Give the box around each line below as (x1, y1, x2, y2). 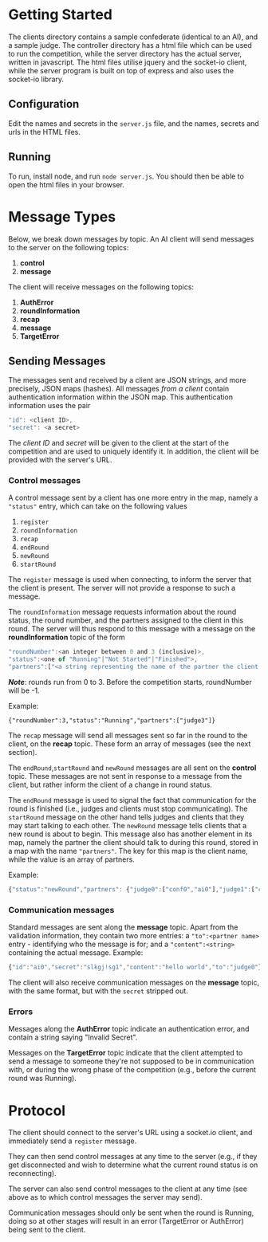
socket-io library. (8, 74, 65, 84)
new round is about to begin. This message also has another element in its (8, 829, 253, 839)
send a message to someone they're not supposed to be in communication (8, 1056, 254, 1066)
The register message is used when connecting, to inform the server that (8, 575, 252, 584)
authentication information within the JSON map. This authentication (8, 392, 234, 402)
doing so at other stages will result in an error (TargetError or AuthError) (8, 1216, 245, 1226)
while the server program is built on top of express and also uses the (8, 65, 234, 75)
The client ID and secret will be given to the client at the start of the (8, 438, 230, 448)
